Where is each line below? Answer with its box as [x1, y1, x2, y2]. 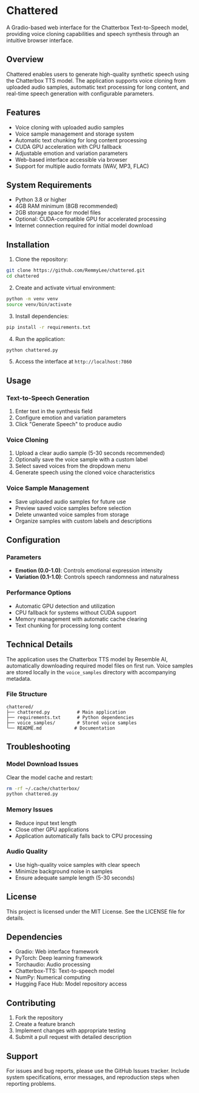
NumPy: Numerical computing [15, 974, 91, 981]
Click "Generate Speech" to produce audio [15, 421, 123, 428]
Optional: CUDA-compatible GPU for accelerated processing [15, 215, 167, 222]
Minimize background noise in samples [15, 867, 113, 875]
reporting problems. [6, 1080, 56, 1088]
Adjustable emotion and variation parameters [15, 150, 128, 157]
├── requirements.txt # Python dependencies [6, 714, 135, 720]
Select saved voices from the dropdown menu [15, 463, 130, 470]
